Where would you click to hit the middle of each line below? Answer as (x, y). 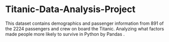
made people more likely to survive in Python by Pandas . (65, 34)
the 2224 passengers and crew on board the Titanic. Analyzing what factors (85, 28)
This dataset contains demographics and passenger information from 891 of (85, 23)
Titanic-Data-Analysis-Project (70, 9)
